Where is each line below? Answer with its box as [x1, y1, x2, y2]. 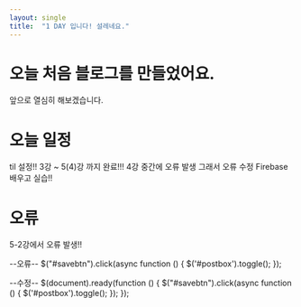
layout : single [9, 13, 67, 23]
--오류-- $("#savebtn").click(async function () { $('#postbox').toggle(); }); [9, 258, 282, 269]
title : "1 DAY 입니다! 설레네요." [9, 22, 130, 31]
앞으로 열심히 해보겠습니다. [9, 95, 104, 106]
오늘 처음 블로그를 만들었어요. [9, 63, 215, 84]
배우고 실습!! [9, 172, 53, 183]
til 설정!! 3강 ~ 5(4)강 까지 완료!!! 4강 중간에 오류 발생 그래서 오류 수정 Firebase [9, 162, 288, 172]
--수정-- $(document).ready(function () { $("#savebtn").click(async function [9, 277, 293, 289]
